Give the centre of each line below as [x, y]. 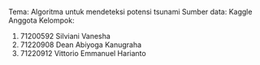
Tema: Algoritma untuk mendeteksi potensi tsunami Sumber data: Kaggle [130, 12]
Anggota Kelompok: [41, 20]
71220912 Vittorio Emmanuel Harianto [83, 53]
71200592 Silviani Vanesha [65, 36]
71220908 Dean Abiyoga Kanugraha [81, 45]
